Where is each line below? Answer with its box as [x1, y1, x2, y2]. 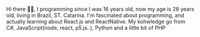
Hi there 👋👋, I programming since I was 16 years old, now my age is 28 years [6, 6, 195, 12]
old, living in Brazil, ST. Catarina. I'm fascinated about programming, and [6, 12, 184, 19]
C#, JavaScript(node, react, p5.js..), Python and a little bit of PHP [6, 24, 166, 31]
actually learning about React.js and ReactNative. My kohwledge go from [6, 18, 186, 25]
